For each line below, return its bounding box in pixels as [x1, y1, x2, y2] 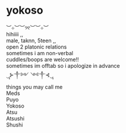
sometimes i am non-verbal [6, 49, 73, 56]
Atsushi [6, 115, 25, 122]
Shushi [6, 121, 23, 128]
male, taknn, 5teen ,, [6, 37, 56, 44]
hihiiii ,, [6, 30, 24, 37]
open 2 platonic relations [6, 43, 67, 50]
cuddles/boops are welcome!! [6, 56, 79, 63]
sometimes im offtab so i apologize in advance [6, 62, 120, 69]
